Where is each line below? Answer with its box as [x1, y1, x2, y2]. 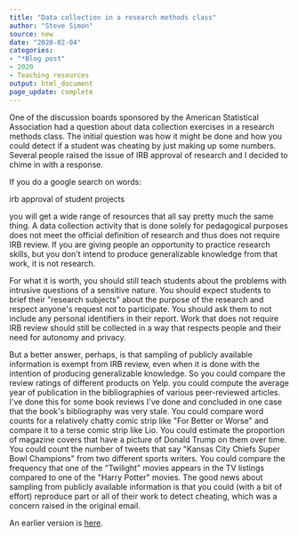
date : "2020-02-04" [9, 37, 82, 47]
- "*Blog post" [9, 54, 66, 63]
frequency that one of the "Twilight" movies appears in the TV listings [9, 462, 265, 473]
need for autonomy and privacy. [9, 332, 126, 342]
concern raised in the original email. [9, 500, 141, 511]
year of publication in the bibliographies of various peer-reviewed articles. [9, 387, 281, 397]
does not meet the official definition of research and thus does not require [9, 229, 280, 240]
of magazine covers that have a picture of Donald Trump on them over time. [9, 434, 287, 444]
